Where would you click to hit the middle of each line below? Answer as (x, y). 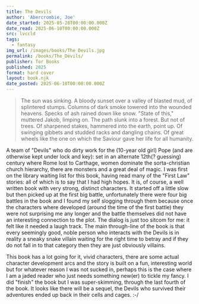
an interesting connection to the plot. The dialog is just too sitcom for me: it (98, 220)
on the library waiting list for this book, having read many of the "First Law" (98, 176)
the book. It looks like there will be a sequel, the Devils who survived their (96, 289)
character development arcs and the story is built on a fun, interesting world (99, 263)
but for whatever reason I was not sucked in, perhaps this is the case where (99, 269)
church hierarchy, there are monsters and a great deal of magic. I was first (97, 169)
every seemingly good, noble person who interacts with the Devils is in (93, 232)
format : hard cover (30, 73)
